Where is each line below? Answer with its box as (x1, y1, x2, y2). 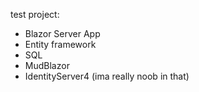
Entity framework (24, 39, 97, 50)
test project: (10, 9, 60, 20)
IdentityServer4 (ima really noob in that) (24, 70, 190, 82)
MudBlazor (24, 60, 70, 71)
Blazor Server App (24, 28, 101, 39)
